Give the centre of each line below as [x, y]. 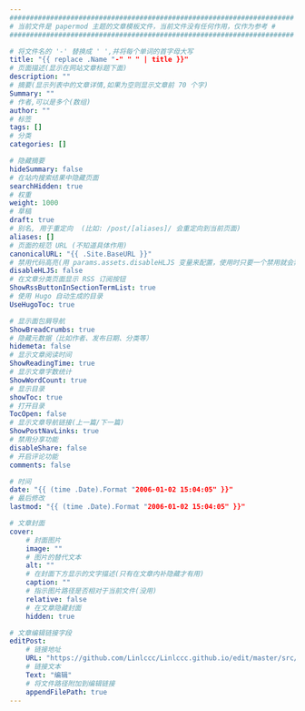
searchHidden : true [46, 186]
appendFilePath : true [66, 692]
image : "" [44, 548]
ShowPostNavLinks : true [54, 432]
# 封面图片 [44, 540]
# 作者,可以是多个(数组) [50, 102]
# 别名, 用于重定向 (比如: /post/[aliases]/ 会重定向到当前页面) [125, 229]
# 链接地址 [44, 650]
